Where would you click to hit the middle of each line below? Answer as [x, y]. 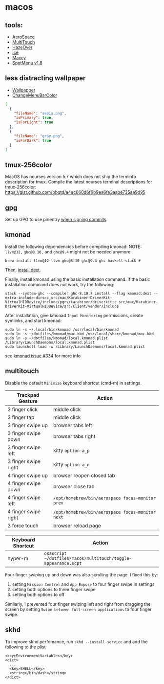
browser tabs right [74, 436]
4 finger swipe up [28, 475]
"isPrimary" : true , [34, 118]
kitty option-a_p [72, 450]
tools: [14, 25]
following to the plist [25, 647]
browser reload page [77, 525]
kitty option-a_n [72, 464]
